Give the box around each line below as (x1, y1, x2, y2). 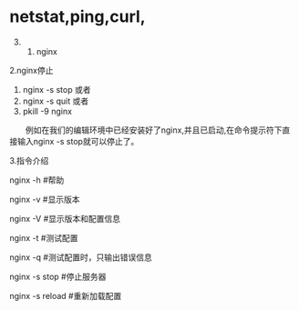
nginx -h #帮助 (9, 175, 65, 185)
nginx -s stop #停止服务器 (9, 271, 107, 282)
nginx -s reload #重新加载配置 (9, 290, 122, 301)
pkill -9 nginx (22, 105, 73, 116)
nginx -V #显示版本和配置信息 (9, 213, 121, 224)
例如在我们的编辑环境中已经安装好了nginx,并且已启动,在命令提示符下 (25, 125, 283, 135)
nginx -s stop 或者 (22, 84, 91, 95)
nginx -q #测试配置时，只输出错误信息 (9, 252, 152, 263)
